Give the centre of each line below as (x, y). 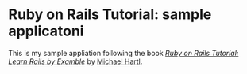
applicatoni (46, 31)
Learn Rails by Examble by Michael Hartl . (75, 61)
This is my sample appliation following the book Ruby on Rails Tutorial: (123, 53)
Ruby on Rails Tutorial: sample (110, 15)
